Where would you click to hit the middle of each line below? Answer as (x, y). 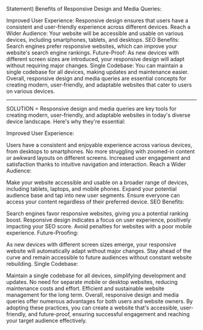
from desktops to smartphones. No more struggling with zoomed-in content (101, 151)
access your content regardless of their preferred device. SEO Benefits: (95, 202)
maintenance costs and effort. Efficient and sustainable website (85, 288)
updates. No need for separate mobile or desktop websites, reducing (92, 282)
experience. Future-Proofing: (42, 233)
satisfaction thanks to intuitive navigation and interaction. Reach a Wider (96, 164)
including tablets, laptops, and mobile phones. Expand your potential (92, 189)
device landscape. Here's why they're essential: (66, 121)
